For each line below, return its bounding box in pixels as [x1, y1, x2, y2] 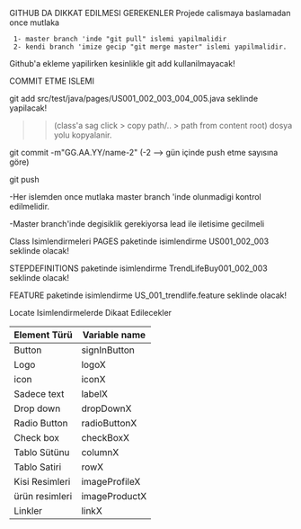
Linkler [13, 505, 43, 516]
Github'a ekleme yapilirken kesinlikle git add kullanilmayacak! [9, 58, 235, 68]
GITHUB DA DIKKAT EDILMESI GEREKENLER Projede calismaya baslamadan [9, 8, 291, 18]
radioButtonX [81, 417, 137, 429]
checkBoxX [81, 432, 130, 444]
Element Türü [13, 328, 74, 341]
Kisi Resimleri [13, 476, 71, 488]
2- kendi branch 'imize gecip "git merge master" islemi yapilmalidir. [13, 42, 288, 51]
